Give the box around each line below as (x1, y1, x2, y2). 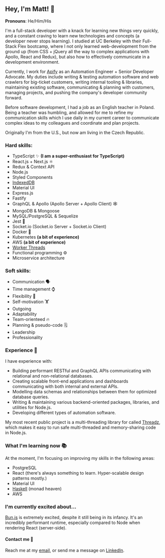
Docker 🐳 (12, 229, 32, 235)
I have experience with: (5, 358, 53, 364)
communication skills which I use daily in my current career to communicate (5, 114, 159, 121)
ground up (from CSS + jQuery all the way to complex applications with (5, 48, 149, 54)
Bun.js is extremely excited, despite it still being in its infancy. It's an (5, 515, 143, 521)
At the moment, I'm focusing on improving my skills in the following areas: (5, 455, 155, 461)
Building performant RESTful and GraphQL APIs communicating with (12, 368, 151, 374)
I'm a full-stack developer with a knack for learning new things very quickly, (5, 28, 159, 34)
